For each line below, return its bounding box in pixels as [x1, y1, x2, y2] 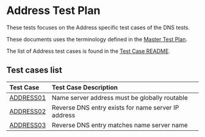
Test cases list [6, 65, 62, 76]
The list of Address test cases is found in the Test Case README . [6, 47, 171, 55]
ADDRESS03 [9, 121, 46, 129]
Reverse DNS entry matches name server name [51, 121, 188, 129]
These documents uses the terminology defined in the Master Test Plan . [6, 35, 188, 43]
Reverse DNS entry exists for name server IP [51, 103, 179, 111]
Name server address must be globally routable [51, 93, 188, 102]
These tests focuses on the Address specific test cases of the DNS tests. [6, 24, 190, 31]
